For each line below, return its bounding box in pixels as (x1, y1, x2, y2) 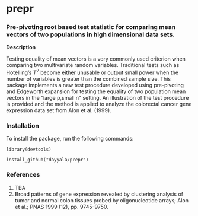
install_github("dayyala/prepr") (6, 157, 89, 163)
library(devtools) (6, 147, 52, 153)
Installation (6, 122, 40, 130)
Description (6, 44, 36, 51)
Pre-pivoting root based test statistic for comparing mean (6, 23, 176, 31)
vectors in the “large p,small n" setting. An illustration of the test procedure (6, 94, 189, 101)
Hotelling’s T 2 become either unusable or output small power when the (6, 68, 179, 76)
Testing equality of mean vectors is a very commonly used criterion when (6, 55, 186, 62)
